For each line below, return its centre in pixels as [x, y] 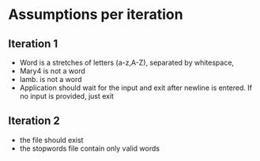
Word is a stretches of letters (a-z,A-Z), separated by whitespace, [127, 62]
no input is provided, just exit [67, 96]
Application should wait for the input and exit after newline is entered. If [136, 88]
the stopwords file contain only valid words [90, 148]
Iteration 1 [33, 44]
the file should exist [51, 140]
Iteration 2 [34, 121]
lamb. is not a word [51, 79]
